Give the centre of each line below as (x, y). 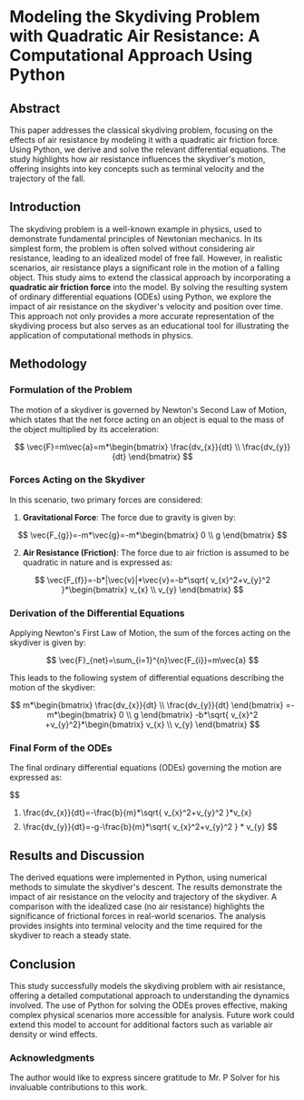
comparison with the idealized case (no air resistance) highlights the (137, 906)
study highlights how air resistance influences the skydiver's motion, (137, 159)
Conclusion (43, 964)
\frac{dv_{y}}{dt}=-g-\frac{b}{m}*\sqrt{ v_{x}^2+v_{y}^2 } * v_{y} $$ (150, 827)
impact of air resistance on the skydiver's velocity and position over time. (146, 306)
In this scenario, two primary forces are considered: (106, 500)
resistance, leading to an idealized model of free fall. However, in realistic (146, 257)
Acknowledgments (52, 1057)
